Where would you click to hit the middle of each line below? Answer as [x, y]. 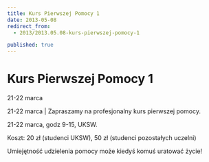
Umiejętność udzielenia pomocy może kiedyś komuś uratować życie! [105, 151]
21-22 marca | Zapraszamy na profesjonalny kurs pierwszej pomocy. [104, 111]
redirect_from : [29, 26]
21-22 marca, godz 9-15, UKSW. [52, 125]
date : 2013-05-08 [32, 20]
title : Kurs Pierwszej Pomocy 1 [53, 13]
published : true [30, 45]
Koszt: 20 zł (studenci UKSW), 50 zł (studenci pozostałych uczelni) [102, 138]
